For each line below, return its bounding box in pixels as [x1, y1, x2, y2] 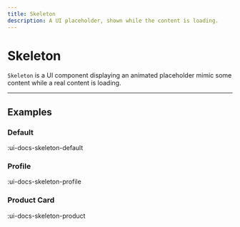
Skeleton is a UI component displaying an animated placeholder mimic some [7, 71, 232, 80]
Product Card [7, 195, 55, 205]
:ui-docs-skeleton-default [7, 144, 84, 152]
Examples [7, 106, 52, 118]
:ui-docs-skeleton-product [7, 211, 86, 220]
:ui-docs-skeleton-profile [7, 177, 82, 186]
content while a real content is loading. [7, 79, 121, 88]
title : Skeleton [7, 10, 56, 18]
